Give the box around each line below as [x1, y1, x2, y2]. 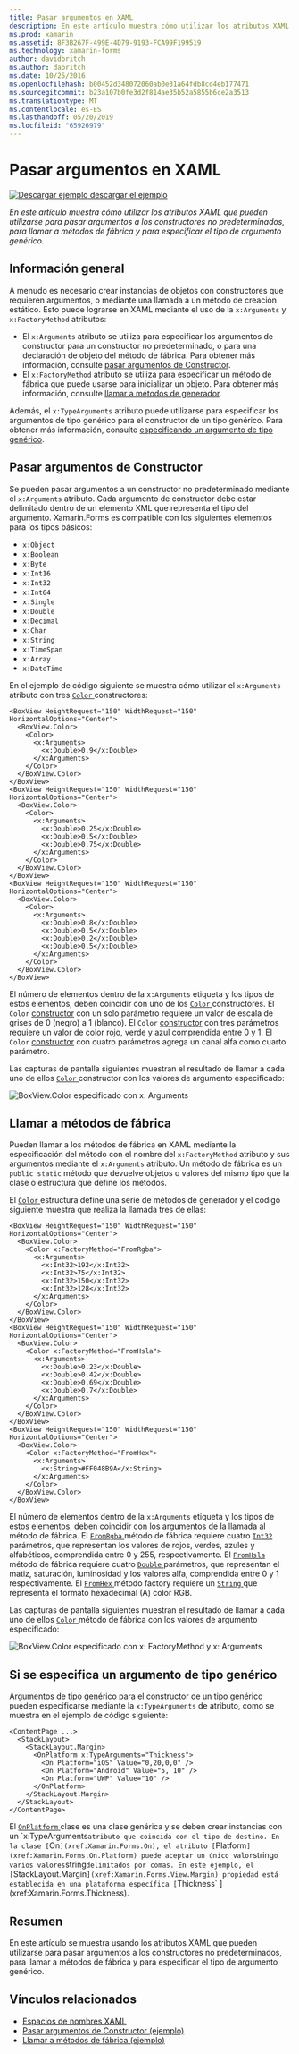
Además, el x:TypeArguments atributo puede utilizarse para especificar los [9, 405, 279, 416]
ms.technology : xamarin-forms [9, 47, 122, 55]
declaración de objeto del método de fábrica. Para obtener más [21, 350, 256, 361]
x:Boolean [21, 550, 60, 559]
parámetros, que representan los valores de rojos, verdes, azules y [9, 1540, 255, 1551]
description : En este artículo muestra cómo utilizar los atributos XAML [9, 21, 290, 30]
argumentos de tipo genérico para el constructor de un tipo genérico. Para [9, 414, 284, 425]
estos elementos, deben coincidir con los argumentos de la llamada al [9, 1521, 266, 1531]
